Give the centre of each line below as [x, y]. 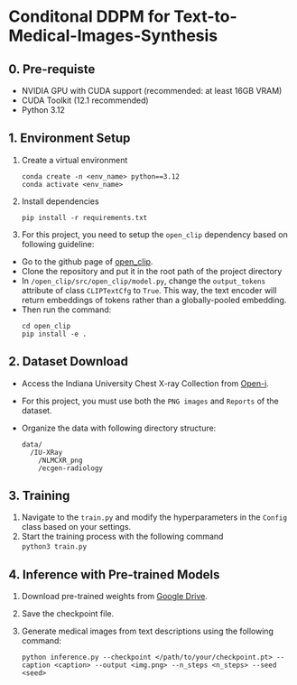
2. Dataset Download [68, 361]
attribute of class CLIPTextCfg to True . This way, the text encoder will [149, 290]
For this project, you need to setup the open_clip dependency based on [154, 234]
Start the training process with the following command [122, 537]
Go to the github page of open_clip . [87, 261]
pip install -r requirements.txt [84, 218]
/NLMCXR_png [60, 460]
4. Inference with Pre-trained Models [114, 574]
